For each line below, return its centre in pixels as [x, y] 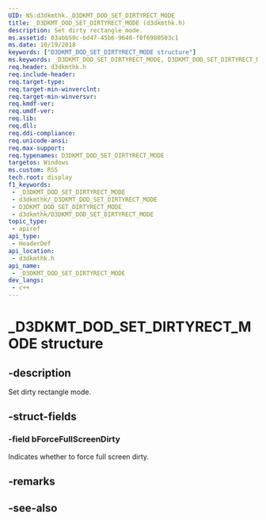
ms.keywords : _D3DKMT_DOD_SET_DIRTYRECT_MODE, [86, 60]
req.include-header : [42, 74]
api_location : [32, 251]
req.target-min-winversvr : [53, 97]
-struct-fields [42, 417]
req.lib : [23, 119]
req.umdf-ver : [32, 112]
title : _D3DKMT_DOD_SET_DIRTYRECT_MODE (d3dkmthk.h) [97, 23]
